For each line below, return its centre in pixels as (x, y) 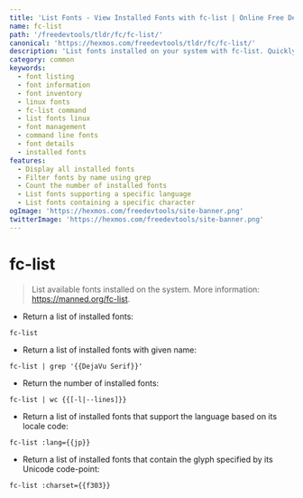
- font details (46, 144)
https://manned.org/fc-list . (81, 298)
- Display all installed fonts (76, 169)
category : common (42, 60)
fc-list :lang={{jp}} (50, 442)
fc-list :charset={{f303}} (60, 485)
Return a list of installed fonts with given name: (109, 350)
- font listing (46, 77)
